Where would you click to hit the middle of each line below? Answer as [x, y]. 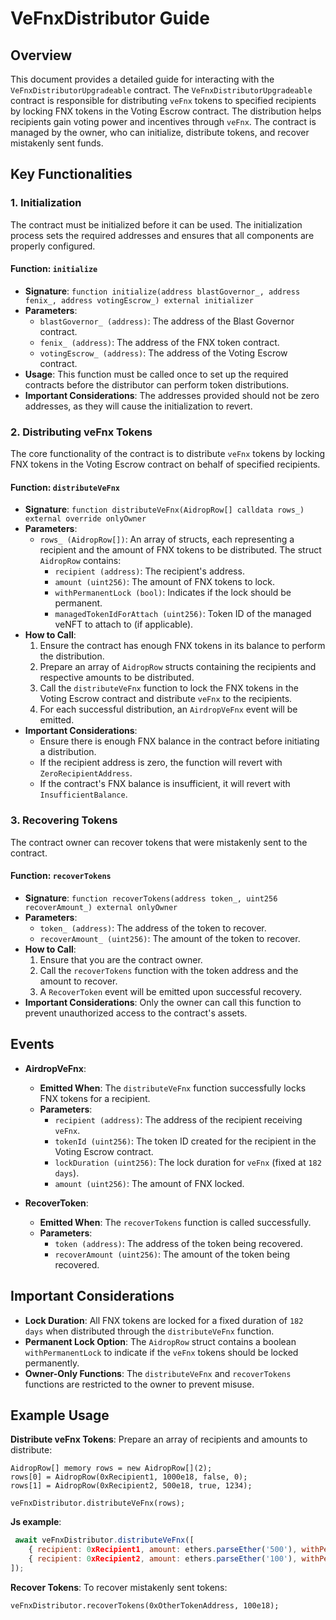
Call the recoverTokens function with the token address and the [169, 970]
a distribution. [68, 752]
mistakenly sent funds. [57, 143]
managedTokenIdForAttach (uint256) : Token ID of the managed [183, 614]
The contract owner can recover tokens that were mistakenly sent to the [159, 842]
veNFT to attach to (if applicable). [124, 624]
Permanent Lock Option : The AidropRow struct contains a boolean [160, 1341]
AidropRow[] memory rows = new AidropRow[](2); [111, 1468]
